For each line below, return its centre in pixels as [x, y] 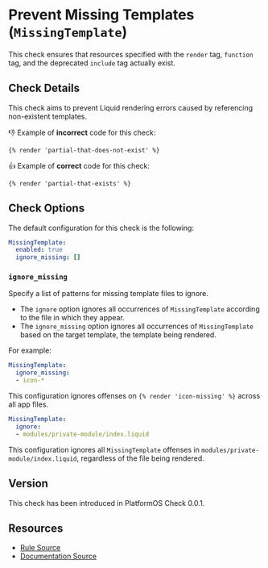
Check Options [47, 209]
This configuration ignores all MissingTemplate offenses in [104, 449]
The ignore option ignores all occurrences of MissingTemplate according [140, 309]
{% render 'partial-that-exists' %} [70, 183]
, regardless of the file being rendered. [140, 458]
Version [28, 484]
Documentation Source [58, 556]
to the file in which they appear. [72, 318]
